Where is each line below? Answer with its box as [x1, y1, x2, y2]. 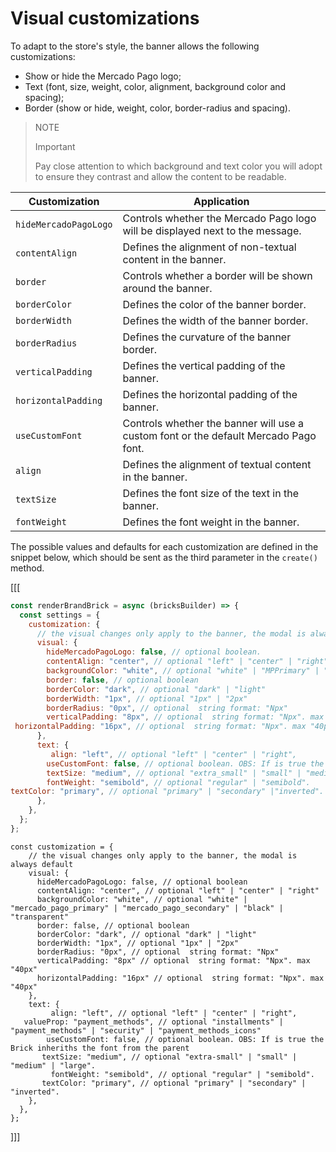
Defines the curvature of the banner [122, 330, 292, 344]
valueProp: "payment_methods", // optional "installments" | [23, 1017, 284, 1027]
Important [34, 140, 76, 152]
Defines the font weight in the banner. [122, 515, 300, 529]
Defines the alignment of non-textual [122, 240, 297, 254]
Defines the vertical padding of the [122, 358, 286, 372]
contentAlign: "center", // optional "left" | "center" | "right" [36, 885, 320, 896]
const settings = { [19, 610, 101, 620]
